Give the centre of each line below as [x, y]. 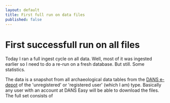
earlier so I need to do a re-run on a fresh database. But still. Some [75, 64]
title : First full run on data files [45, 15]
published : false [24, 19]
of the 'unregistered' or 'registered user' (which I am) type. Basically [90, 85]
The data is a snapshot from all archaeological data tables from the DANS [82, 80]
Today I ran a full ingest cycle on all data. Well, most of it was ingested [79, 59]
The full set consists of [29, 96]
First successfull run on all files [73, 45]
